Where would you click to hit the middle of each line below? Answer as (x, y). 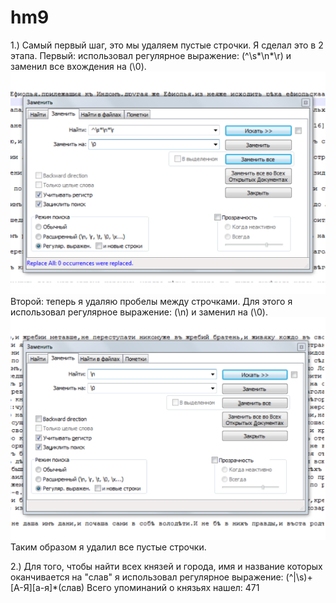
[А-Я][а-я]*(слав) (47, 588)
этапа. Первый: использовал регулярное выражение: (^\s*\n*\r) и (151, 55)
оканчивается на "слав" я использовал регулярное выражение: (147, 577)
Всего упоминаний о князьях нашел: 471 (173, 588)
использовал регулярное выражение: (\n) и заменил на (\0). (139, 312)
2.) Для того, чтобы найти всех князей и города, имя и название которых (166, 567)
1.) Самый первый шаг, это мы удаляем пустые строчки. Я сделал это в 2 (167, 45)
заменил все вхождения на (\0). (78, 66)
